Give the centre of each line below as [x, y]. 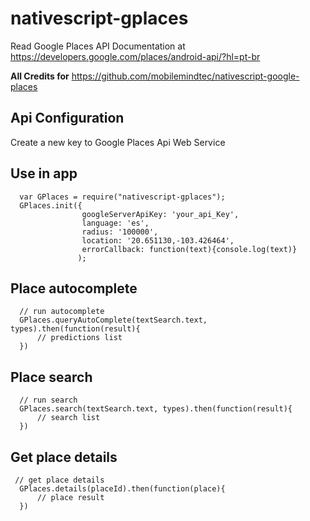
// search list [68, 418]
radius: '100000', [120, 232]
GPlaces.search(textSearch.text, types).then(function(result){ [156, 409]
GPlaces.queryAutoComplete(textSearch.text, [113, 320]
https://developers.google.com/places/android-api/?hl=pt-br [135, 56]
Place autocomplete [74, 288]
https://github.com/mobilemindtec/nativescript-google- [185, 76]
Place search [51, 377]
